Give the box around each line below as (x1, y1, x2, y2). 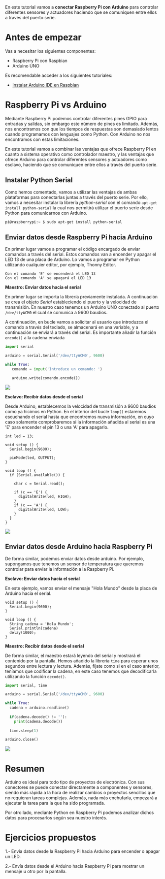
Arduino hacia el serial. (5, 590, 52, 596)
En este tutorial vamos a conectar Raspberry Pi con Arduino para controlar (5, 4, 159, 10)
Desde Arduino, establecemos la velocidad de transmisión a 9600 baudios (5, 403, 156, 409)
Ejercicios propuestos (5, 832, 97, 844)
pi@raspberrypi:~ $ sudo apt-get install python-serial (5, 219, 122, 225)
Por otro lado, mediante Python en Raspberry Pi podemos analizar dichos (5, 810, 154, 815)
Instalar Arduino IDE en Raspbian (12, 82, 79, 88)
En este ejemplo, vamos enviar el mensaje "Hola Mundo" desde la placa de (5, 585, 158, 591)
